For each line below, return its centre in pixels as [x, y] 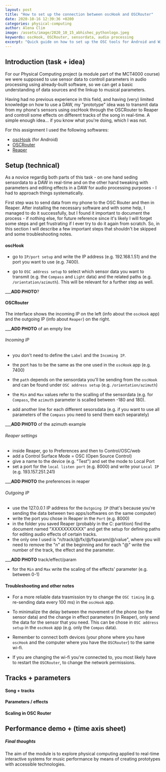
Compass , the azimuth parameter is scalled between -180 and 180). [79, 400]
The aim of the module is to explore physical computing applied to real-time [82, 754]
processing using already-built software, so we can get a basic [69, 84]
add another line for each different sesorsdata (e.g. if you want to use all [86, 409]
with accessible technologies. [35, 764]
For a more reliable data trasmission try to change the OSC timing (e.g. [84, 597]
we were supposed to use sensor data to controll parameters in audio [76, 79]
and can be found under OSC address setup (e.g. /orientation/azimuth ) [85, 385]
